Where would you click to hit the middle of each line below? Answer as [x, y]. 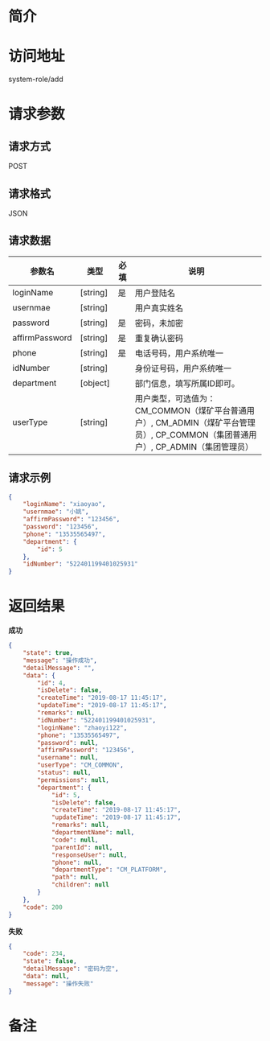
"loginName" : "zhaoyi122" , [82, 728]
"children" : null [80, 885]
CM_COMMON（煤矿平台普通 [191, 410]
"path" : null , [75, 878]
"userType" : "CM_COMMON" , [81, 765]
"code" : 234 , [45, 954]
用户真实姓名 [160, 308]
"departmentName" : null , [93, 833]
